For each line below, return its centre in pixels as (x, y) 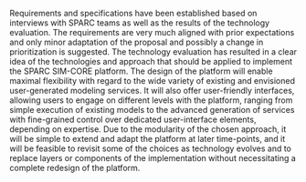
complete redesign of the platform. (75, 168)
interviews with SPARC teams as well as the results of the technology (140, 23)
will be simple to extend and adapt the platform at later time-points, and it (148, 139)
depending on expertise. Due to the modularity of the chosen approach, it (148, 129)
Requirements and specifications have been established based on (133, 13)
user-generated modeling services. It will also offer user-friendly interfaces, (152, 91)
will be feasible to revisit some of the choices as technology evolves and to (151, 148)
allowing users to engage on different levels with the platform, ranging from (151, 100)
